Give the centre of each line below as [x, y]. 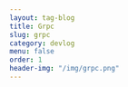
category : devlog [42, 43]
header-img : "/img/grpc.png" [64, 69]
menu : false [32, 52]
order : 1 [26, 60]
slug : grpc [30, 34]
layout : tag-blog [42, 18]
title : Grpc [32, 26]
